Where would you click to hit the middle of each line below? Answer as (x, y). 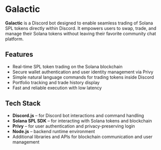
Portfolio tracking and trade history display (56, 82)
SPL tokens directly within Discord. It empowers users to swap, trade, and (81, 28)
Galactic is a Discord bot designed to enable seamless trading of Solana (79, 23)
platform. (14, 39)
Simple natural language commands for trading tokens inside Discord (83, 77)
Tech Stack (23, 103)
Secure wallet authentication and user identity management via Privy (83, 72)
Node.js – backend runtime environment (54, 131)
